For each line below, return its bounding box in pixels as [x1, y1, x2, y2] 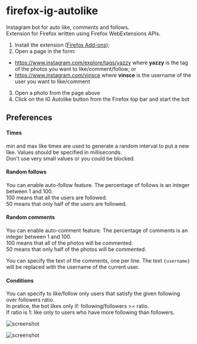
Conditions [6, 277, 34, 284]
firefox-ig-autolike [6, 4, 98, 18]
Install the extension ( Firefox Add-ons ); [14, 41, 110, 48]
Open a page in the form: [14, 47, 76, 54]
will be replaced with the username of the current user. [6, 263, 140, 270]
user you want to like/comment [14, 78, 90, 85]
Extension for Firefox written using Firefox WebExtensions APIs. [6, 30, 161, 37]
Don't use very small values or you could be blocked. [6, 155, 135, 162]
